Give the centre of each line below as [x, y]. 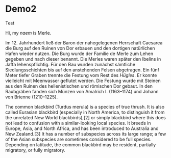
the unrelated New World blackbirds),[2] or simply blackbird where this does [86, 117]
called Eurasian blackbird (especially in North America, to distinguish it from [85, 112]
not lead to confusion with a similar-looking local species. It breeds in [78, 123]
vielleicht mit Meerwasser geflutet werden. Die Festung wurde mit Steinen [83, 81]
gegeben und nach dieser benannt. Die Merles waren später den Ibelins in [83, 59]
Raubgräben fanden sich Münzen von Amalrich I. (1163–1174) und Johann [82, 91]
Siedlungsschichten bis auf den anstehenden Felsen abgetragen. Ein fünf [82, 70]
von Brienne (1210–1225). [32, 97]
